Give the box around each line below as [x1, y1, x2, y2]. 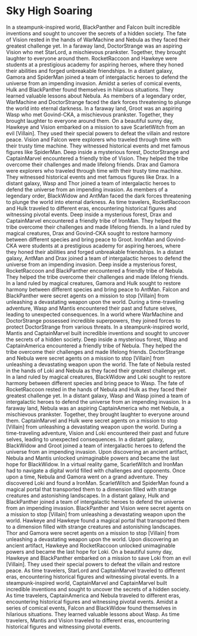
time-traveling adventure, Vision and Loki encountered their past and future [6, 429, 189, 436]
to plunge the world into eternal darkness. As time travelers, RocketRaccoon [6, 198, 191, 205]
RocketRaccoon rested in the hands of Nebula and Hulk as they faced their [6, 386, 187, 393]
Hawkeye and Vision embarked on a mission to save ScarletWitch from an [6, 123, 185, 130]
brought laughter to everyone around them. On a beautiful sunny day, [6, 117, 174, 124]
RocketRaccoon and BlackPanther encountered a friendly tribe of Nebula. [6, 267, 184, 274]
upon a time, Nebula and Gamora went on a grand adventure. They [6, 473, 168, 480]
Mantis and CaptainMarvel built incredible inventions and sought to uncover [6, 329, 189, 336]
